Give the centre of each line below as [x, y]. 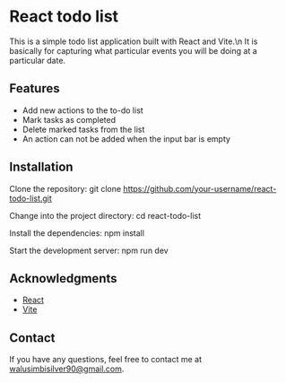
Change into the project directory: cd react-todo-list [105, 215]
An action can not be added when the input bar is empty [126, 139]
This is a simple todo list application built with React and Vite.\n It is [134, 41]
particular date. [37, 60]
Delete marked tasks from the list [83, 129]
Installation [41, 167]
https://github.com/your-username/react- [200, 188]
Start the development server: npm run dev [89, 250]
